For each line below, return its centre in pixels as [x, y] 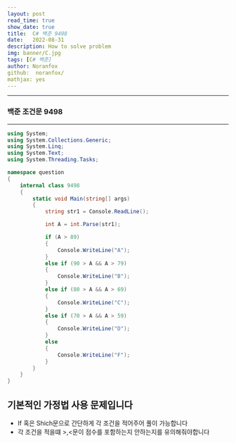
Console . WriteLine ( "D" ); [94, 329]
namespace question [36, 173]
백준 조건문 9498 [35, 112]
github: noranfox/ [36, 73]
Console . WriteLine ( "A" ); [94, 250]
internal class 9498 [50, 185]
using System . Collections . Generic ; [59, 140]
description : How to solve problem [59, 46]
